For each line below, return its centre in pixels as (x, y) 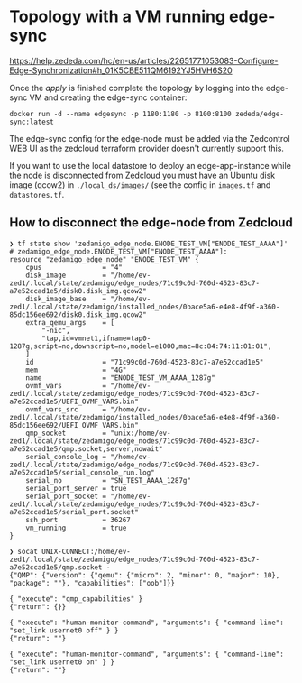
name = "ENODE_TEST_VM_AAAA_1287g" (121, 378)
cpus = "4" (74, 267)
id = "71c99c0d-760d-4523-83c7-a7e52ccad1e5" (145, 362)
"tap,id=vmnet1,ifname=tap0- (96, 338)
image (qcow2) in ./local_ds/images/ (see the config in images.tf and (140, 185)
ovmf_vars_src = (66, 409)
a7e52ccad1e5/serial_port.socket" (74, 512)
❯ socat (24, 551)
